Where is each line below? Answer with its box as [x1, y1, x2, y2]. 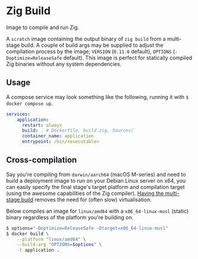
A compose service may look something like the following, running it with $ [6, 93, 189, 100]
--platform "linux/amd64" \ [17, 236, 86, 242]
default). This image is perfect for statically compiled [63, 54, 193, 61]
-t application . [17, 247, 60, 253]
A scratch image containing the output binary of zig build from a [6, 35, 166, 42]
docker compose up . [6, 100, 53, 107]
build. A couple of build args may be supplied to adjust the [21, 41, 164, 49]
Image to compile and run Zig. [6, 24, 79, 31]
